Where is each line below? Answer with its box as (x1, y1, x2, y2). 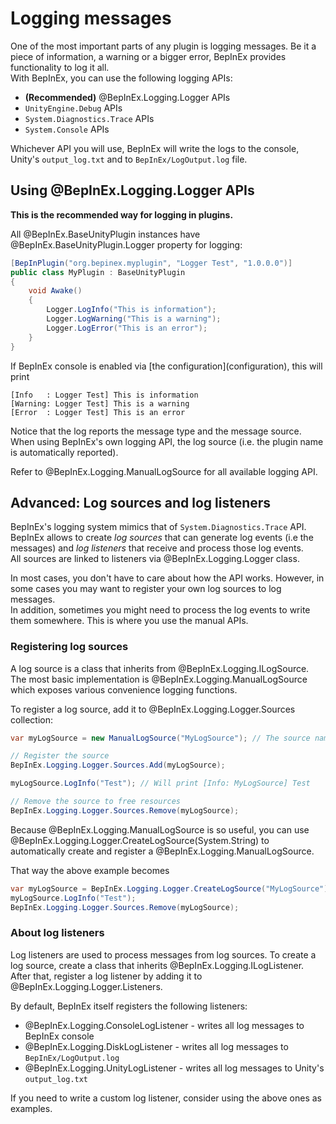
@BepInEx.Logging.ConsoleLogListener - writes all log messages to (24, 1019, 305, 1031)
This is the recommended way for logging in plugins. (10, 208, 234, 221)
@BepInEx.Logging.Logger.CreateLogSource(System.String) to (10, 834, 270, 846)
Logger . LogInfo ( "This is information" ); (46, 305, 217, 315)
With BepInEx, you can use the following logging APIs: (10, 72, 233, 84)
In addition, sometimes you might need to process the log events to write (10, 604, 311, 616)
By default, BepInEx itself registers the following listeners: (10, 1000, 248, 1012)
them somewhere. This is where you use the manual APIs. (10, 615, 249, 627)
